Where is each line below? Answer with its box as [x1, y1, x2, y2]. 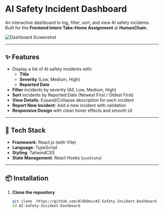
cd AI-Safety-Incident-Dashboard [12, 204, 81, 209]
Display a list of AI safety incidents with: [12, 66, 93, 72]
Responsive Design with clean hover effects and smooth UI [12, 107, 133, 113]
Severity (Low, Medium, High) [19, 76, 81, 82]
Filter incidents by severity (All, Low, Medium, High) [12, 86, 117, 92]
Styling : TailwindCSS [12, 149, 55, 155]
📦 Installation [5, 174, 49, 182]
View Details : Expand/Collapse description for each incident [12, 97, 134, 103]
